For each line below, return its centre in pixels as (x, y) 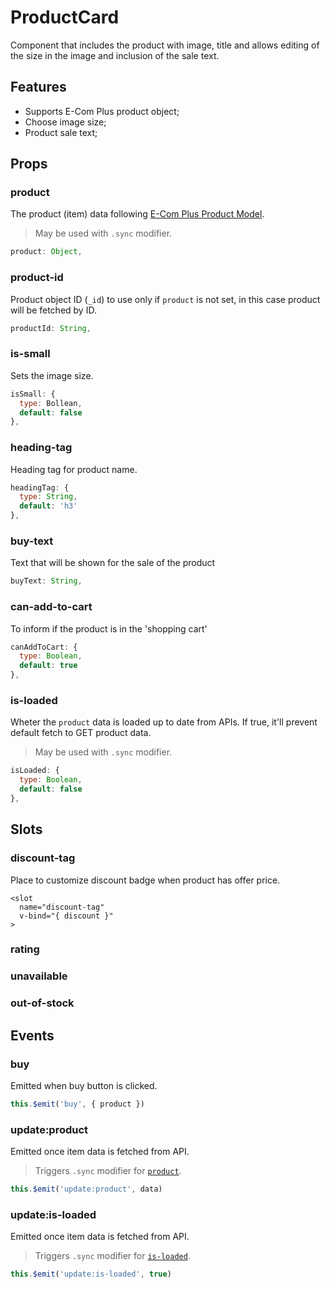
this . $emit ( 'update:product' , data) (86, 1189)
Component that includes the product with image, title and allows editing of (165, 45)
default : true (48, 666)
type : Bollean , (51, 403)
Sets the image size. (52, 375)
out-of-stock (42, 1003)
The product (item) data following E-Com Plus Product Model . (137, 214)
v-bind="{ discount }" (66, 916)
